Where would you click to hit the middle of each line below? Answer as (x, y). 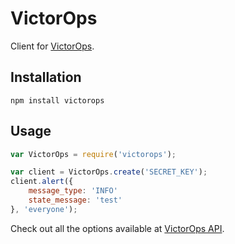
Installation (46, 77)
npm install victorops (57, 100)
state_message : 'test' (75, 200)
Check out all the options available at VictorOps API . (117, 228)
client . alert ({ (42, 182)
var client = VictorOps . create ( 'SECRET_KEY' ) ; (109, 172)
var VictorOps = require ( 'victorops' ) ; (93, 154)
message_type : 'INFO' (73, 191)
